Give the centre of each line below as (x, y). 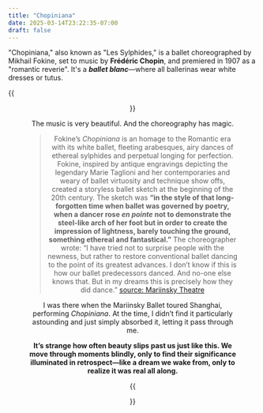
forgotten (71, 206)
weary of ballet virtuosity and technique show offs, (143, 181)
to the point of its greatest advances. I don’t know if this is (143, 265)
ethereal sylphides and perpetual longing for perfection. (143, 156)
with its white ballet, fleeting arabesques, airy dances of (142, 148)
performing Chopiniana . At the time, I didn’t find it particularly (133, 314)
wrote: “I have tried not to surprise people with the (143, 248)
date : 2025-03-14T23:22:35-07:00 (63, 23)
